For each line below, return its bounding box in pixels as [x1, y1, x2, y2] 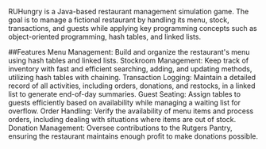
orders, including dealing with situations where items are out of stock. [8, 115, 237, 124]
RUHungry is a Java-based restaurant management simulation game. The [8, 7, 249, 16]
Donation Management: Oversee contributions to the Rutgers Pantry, [8, 123, 233, 132]
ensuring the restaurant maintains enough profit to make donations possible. [8, 132, 258, 141]
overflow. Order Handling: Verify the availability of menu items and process [8, 106, 254, 116]
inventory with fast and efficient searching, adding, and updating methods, [8, 64, 253, 74]
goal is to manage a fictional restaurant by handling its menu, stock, [8, 15, 229, 25]
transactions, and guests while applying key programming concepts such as [8, 24, 257, 32]
